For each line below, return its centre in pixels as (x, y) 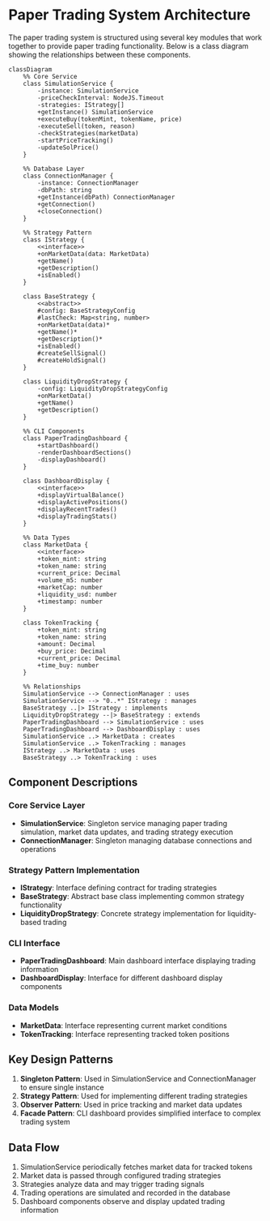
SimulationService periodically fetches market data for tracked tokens (136, 1167)
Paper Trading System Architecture (129, 15)
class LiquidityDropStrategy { (76, 381)
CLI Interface (34, 943)
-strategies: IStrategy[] (81, 105)
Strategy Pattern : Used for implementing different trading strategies (134, 1096)
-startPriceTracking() (76, 140)
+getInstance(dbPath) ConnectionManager (106, 197)
